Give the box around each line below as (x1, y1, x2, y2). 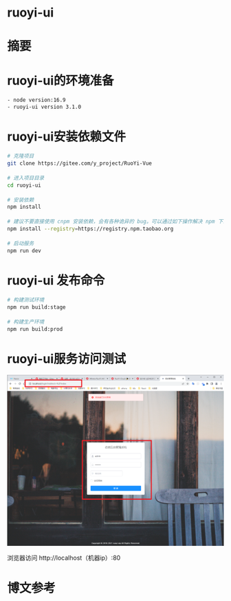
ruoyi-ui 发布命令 (7, 272, 105, 288)
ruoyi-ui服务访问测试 (7, 352, 126, 367)
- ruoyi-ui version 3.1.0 (7, 103, 81, 111)
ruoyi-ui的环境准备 (7, 72, 115, 88)
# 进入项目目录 (7, 174, 45, 181)
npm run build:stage (7, 304, 67, 311)
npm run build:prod (7, 325, 63, 332)
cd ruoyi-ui (7, 181, 41, 189)
